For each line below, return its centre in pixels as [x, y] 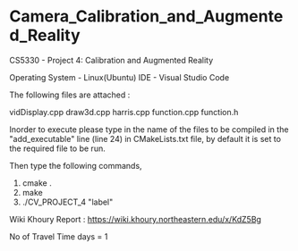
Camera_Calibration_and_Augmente [146, 17]
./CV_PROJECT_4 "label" [68, 202]
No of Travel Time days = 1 [59, 236]
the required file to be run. [57, 148]
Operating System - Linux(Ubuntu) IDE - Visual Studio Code [119, 77]
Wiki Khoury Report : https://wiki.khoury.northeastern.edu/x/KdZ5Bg [136, 219]
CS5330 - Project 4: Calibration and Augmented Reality [111, 60]
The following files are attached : [70, 95]
